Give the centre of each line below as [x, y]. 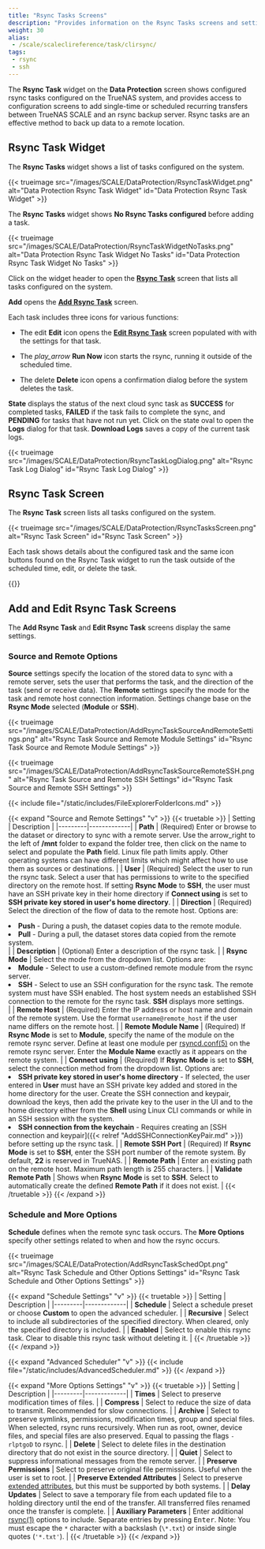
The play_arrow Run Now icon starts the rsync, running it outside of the [136, 356]
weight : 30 [26, 30]
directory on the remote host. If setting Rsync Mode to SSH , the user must [129, 885]
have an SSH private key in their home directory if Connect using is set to [128, 894]
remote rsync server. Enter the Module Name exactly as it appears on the [127, 1052]
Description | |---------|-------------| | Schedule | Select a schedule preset [131, 1304]
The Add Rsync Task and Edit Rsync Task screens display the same [119, 627]
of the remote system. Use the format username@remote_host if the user [123, 1018]
